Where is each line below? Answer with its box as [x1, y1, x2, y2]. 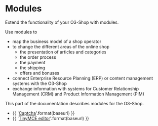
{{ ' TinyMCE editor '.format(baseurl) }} [12, 115, 89, 121]
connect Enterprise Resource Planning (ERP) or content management [12, 75, 153, 81]
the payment [19, 59, 46, 65]
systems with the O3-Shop [12, 80, 67, 86]
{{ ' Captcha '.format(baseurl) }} [12, 110, 75, 116]
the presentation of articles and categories [19, 49, 107, 55]
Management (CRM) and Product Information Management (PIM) [12, 91, 145, 97]
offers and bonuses [19, 70, 60, 76]
